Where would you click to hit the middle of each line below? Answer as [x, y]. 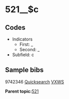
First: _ [26, 44]
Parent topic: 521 [22, 91]
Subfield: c [23, 55]
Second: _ [30, 49]
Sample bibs [24, 70]
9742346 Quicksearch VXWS [35, 81]
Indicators [22, 39]
